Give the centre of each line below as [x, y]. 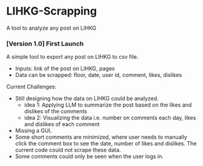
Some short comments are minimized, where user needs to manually [101, 137]
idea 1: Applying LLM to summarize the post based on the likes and [108, 105]
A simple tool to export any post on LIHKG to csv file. [72, 57]
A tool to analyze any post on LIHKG [51, 28]
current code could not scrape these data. [68, 150]
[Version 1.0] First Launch [45, 44]
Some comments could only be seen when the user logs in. [89, 156]
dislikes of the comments [56, 111]
